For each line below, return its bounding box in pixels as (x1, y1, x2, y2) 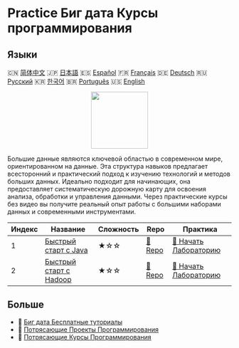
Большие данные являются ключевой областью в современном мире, (7, 154, 223, 163)
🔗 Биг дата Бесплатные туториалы (17, 317, 123, 326)
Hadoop (45, 275, 72, 284)
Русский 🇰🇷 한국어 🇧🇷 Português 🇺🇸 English (7, 77, 146, 85)
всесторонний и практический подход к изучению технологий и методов (7, 169, 231, 178)
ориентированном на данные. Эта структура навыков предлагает (7, 162, 208, 170)
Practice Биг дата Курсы (7, 5, 159, 21)
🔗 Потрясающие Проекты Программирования (17, 325, 159, 334)
